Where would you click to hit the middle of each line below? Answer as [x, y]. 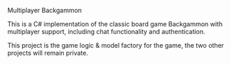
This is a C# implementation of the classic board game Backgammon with [115, 24]
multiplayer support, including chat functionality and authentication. [107, 32]
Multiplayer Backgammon [45, 10]
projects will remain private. [48, 53]
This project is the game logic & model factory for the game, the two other [116, 45]
